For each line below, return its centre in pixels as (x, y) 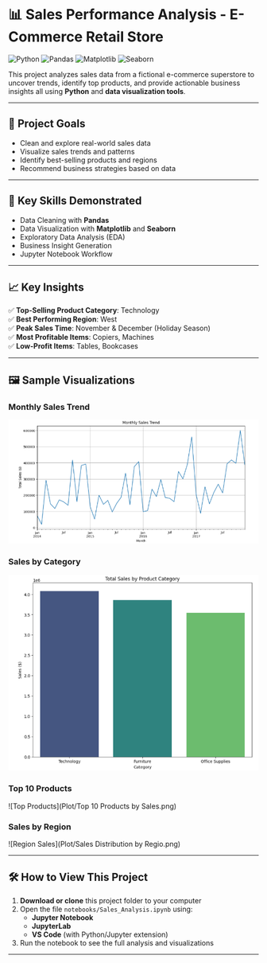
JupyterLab (51, 926)
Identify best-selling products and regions (88, 160)
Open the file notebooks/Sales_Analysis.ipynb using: (106, 909)
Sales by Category (44, 562)
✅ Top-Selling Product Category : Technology (84, 310)
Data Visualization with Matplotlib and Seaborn (98, 228)
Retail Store (125, 37)
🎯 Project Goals (47, 124)
